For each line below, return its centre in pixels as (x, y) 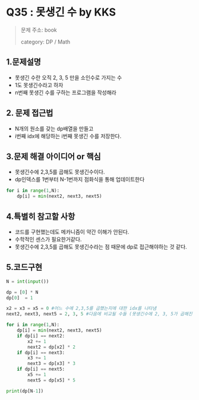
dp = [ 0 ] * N (22, 292)
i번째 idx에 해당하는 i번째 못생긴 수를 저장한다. (68, 136)
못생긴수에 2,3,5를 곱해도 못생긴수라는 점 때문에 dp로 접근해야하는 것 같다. (101, 246)
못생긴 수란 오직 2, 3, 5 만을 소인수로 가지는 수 (68, 77)
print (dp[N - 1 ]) (25, 391)
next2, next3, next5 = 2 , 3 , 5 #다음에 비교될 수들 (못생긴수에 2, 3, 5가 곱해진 (99, 314)
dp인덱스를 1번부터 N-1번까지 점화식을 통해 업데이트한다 (80, 179)
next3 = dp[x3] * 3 (52, 364)
